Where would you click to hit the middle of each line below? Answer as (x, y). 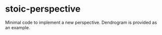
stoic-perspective (43, 9)
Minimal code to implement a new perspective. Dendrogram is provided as (81, 22)
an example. (18, 27)
